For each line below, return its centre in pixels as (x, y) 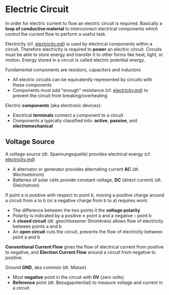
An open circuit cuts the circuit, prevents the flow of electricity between (88, 231)
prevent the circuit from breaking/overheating (60, 95)
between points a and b (37, 226)
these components (32, 85)
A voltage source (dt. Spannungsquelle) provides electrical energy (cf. (78, 154)
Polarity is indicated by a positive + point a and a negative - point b (82, 215)
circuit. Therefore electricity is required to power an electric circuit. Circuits (84, 49)
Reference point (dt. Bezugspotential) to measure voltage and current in (88, 282)
